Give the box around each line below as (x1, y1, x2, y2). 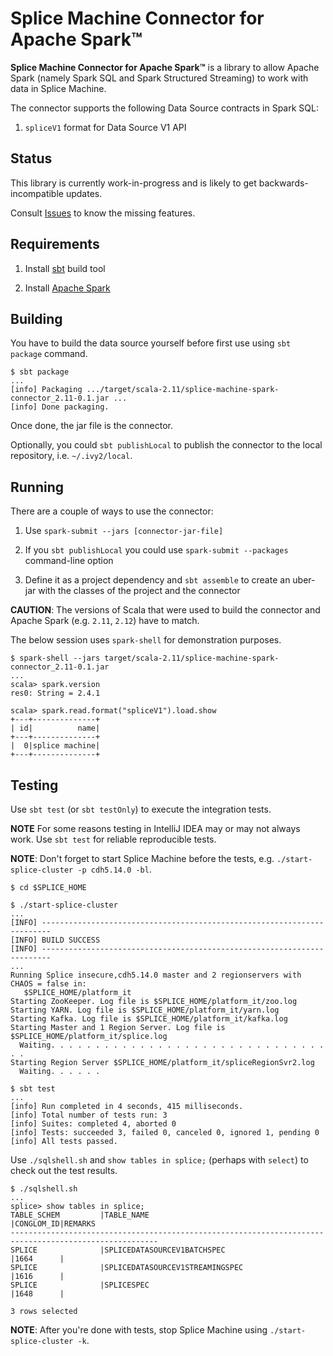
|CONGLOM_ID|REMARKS (10, 1219, 97, 1229)
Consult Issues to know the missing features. (10, 207, 196, 219)
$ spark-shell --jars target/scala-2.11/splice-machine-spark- (10, 653, 280, 664)
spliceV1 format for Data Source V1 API (24, 121, 187, 133)
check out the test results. (10, 1165, 118, 1176)
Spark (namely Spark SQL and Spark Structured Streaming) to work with (10, 72, 309, 84)
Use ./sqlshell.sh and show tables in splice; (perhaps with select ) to (10, 1154, 309, 1166)
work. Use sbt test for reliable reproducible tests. (10, 833, 217, 845)
